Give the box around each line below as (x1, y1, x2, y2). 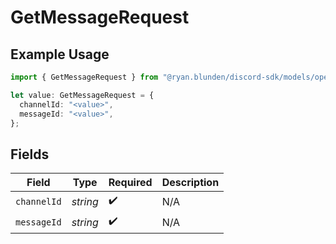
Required (108, 176, 153, 190)
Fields (10, 146, 50, 163)
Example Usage (10, 46, 110, 63)
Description (161, 176, 220, 190)
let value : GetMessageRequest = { (10, 90, 155, 100)
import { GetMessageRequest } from (10, 72, 159, 82)
